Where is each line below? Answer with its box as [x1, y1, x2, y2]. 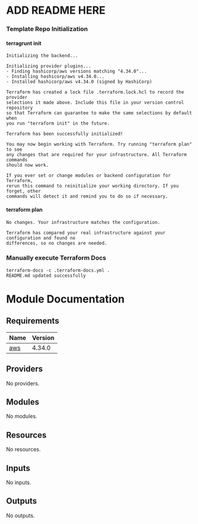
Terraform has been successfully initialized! [6, 131, 123, 137]
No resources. [6, 446, 41, 453]
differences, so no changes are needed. [6, 240, 108, 246]
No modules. [6, 413, 37, 420]
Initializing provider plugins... [6, 63, 92, 69]
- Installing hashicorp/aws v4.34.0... [6, 74, 105, 80]
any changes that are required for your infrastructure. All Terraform [6, 152, 187, 158]
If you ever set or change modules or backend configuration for [6, 173, 171, 179]
